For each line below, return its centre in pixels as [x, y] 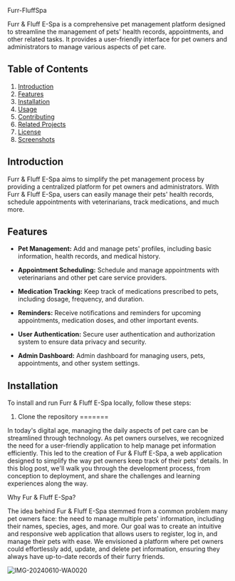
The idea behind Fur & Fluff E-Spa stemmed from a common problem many [117, 511]
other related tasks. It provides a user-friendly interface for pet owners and [117, 39]
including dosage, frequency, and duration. [81, 299]
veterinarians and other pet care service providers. [92, 278]
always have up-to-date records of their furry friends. [86, 557]
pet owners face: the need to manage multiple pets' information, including [116, 519]
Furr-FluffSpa [27, 10]
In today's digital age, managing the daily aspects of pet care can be [108, 431]
